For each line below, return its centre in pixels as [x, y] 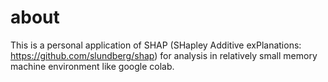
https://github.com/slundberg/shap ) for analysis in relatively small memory [164, 55]
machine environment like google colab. [92, 66]
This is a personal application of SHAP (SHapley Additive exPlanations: [156, 45]
